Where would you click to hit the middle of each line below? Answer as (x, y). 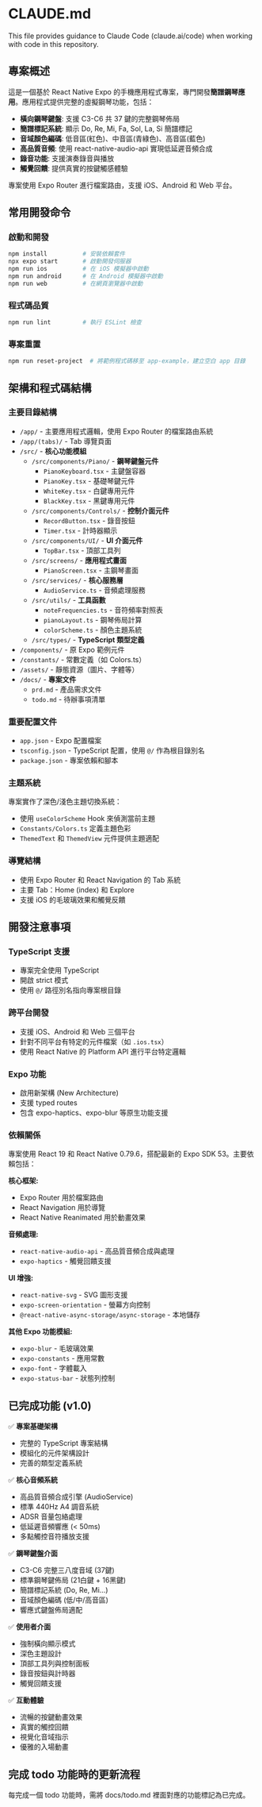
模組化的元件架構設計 (54, 1453)
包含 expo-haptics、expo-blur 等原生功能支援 (94, 1113)
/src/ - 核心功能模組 (53, 451)
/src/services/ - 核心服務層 (78, 580)
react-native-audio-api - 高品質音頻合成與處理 (97, 1251)
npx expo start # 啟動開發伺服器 (70, 262)
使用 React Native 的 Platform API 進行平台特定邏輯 (103, 1051)
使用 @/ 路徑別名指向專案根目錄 (70, 990)
